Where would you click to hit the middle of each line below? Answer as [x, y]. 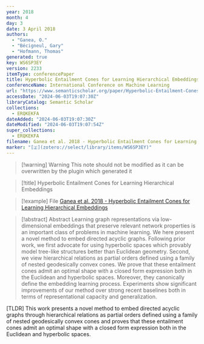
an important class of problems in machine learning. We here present [107, 232]
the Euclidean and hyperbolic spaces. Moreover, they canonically [103, 277]
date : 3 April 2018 [31, 29]
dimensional [36, 226]
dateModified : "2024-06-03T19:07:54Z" [55, 125]
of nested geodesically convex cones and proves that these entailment [95, 321]
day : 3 [15, 23]
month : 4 [17, 18]
